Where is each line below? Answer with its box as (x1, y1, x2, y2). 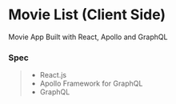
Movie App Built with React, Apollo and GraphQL (8, 32, 168, 42)
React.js (39, 70, 66, 80)
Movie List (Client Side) (8, 6, 166, 24)
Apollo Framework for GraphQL (39, 78, 143, 89)
